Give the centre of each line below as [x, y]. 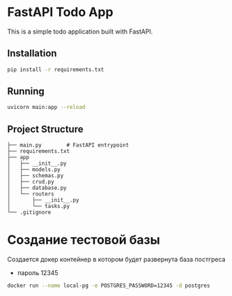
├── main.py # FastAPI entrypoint [68, 145]
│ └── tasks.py [39, 207]
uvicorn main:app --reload [46, 108]
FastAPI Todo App [60, 12]
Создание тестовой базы [84, 240]
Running [26, 91]
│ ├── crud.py [31, 182]
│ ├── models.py [34, 170]
